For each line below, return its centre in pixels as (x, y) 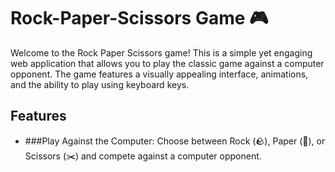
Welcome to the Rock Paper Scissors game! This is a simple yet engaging (161, 52)
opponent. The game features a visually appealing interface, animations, (159, 74)
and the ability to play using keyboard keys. (100, 84)
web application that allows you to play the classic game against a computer (167, 63)
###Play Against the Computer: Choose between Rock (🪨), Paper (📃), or (175, 141)
